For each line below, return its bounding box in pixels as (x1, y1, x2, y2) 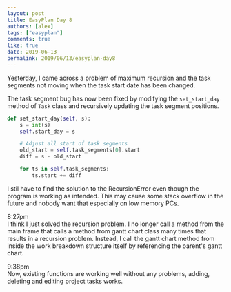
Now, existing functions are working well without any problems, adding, (7, 269, 210, 278)
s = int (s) (19, 121, 51, 128)
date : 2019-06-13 (7, 49, 57, 56)
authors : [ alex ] (7, 23, 54, 30)
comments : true (7, 36, 51, 43)
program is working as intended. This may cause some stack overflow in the (7, 191, 224, 200)
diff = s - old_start (19, 153, 81, 160)
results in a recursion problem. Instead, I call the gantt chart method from (7, 234, 215, 242)
